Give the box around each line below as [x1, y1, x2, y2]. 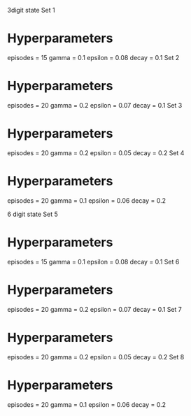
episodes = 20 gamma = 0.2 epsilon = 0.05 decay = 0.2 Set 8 [7, 352, 185, 361]
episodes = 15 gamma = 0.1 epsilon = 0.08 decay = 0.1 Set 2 [7, 53, 180, 62]
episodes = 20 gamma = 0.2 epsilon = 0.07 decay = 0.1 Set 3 [7, 101, 183, 109]
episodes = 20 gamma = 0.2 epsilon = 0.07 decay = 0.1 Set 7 [7, 305, 182, 313]
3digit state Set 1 [7, 6, 55, 14]
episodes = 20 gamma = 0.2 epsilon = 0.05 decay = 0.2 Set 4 [7, 148, 185, 157]
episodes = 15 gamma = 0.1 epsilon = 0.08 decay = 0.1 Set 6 [7, 257, 180, 266]
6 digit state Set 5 [7, 210, 58, 218]
